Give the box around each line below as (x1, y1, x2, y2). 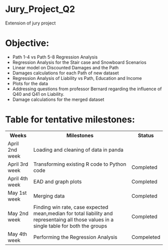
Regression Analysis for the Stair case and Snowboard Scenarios (12, 59, 146, 65)
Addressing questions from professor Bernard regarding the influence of (12, 86, 162, 92)
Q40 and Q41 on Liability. (12, 91, 64, 97)
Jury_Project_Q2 (5, 3, 75, 15)
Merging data (33, 192, 65, 199)
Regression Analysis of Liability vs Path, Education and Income (12, 75, 142, 81)
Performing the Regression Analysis (33, 234, 117, 241)
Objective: (5, 37, 49, 49)
